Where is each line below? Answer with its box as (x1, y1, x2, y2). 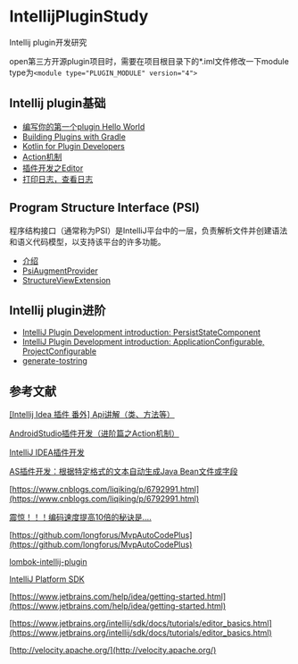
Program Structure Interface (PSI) (9, 200, 201, 215)
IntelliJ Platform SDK (9, 574, 85, 584)
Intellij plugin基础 (9, 96, 106, 111)
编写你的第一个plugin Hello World (21, 121, 145, 131)
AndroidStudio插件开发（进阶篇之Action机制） (9, 428, 180, 439)
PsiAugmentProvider (21, 265, 98, 276)
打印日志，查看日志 (21, 173, 94, 184)
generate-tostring (21, 356, 87, 366)
